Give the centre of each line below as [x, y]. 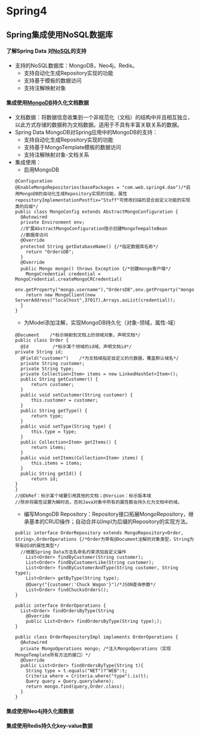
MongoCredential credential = [63, 274]
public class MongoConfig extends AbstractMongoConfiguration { [96, 212]
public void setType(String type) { [66, 426]
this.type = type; [54, 432]
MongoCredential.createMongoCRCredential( [68, 279]
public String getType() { [54, 411]
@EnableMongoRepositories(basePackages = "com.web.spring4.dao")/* [100, 187]
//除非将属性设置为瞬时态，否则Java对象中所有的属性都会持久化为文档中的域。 [99, 502]
